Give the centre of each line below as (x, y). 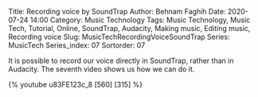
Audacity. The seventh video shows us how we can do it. (102, 69)
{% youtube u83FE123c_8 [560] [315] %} (76, 84)
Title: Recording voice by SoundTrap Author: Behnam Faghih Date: (117, 12)
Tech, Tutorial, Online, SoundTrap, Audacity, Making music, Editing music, (129, 28)
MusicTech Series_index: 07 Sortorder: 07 (77, 45)
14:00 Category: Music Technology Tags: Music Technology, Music (140, 20)
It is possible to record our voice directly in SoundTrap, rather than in (121, 60)
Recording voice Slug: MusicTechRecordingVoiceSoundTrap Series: (119, 37)
